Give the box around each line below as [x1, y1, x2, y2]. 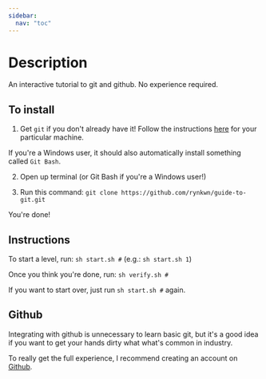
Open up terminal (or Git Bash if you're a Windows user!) [19, 172, 207, 182]
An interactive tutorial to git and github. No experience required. [8, 80, 218, 89]
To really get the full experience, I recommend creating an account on [8, 353, 238, 363]
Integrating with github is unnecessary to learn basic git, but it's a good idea [8, 329, 259, 339]
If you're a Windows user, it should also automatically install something [8, 148, 241, 158]
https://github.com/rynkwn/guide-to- [121, 189, 247, 197]
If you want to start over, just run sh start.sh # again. [8, 285, 186, 295]
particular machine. [19, 132, 84, 142]
